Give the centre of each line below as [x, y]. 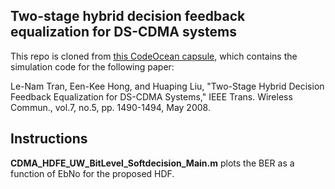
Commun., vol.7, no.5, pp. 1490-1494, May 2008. [110, 107]
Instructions [49, 139]
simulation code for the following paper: [92, 66]
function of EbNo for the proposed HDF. [92, 173]
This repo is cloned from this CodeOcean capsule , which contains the [154, 56]
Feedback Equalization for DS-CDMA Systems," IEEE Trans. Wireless [151, 96]
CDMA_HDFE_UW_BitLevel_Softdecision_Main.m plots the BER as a [152, 163]
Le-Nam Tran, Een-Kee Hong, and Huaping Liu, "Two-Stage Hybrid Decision [167, 86]
